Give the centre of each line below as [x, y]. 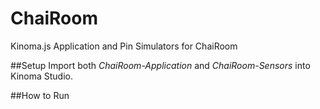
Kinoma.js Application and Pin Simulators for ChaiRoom [124, 46]
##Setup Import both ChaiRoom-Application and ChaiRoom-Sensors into [160, 65]
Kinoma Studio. [41, 76]
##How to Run [40, 95]
